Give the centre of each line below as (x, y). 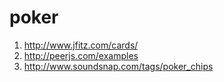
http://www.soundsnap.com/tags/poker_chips (118, 66)
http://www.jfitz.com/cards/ (81, 45)
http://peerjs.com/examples (81, 55)
